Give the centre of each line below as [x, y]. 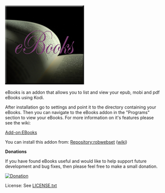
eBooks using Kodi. [25, 97]
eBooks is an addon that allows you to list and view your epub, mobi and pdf [82, 92]
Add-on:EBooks [21, 132]
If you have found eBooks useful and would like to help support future [76, 161]
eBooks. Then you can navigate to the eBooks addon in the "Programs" [78, 112]
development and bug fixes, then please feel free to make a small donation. [82, 166]
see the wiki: [18, 123]
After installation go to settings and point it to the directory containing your [81, 107]
